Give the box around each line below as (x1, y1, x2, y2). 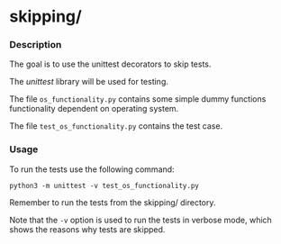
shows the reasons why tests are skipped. (9, 223, 166, 235)
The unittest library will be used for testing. (9, 77, 169, 87)
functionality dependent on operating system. (9, 104, 179, 114)
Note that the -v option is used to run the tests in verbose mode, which (9, 214, 272, 225)
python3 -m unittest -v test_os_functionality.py (9, 181, 200, 190)
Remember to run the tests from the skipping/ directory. (9, 196, 216, 208)
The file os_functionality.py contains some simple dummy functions (9, 94, 267, 104)
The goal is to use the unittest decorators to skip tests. (9, 59, 212, 69)
